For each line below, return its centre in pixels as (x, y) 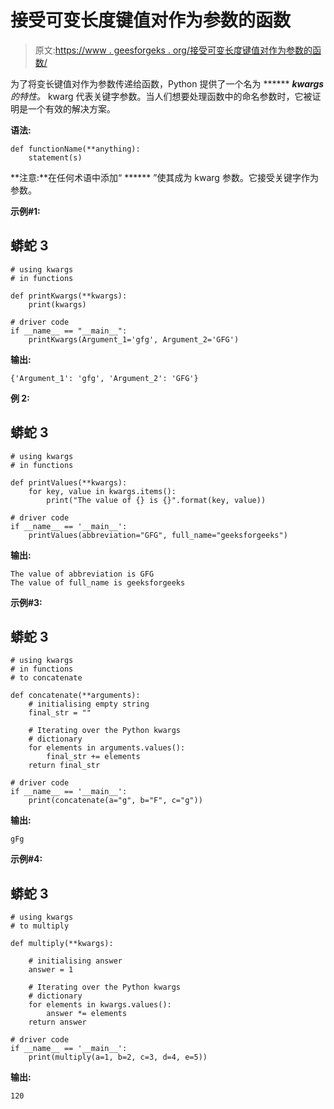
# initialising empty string (89, 704)
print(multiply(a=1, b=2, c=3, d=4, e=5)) (118, 1057)
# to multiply (40, 926)
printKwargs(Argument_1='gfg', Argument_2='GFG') (134, 339)
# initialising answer (75, 961)
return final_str (64, 766)
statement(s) (55, 157)
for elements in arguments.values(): (107, 748)
